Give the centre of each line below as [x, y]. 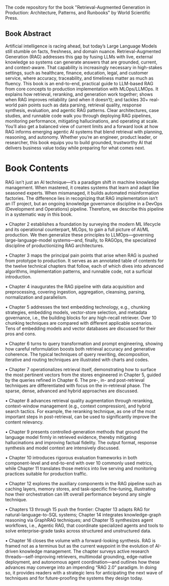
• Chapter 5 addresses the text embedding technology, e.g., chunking [78, 307]
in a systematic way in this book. [39, 214]
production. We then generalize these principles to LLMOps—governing [79, 235]
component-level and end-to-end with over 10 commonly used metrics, [79, 463]
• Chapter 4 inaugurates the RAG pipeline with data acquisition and [75, 286]
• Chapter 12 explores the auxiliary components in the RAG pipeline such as [83, 483]
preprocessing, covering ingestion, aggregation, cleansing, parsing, [75, 291]
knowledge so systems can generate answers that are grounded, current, [81, 62]
